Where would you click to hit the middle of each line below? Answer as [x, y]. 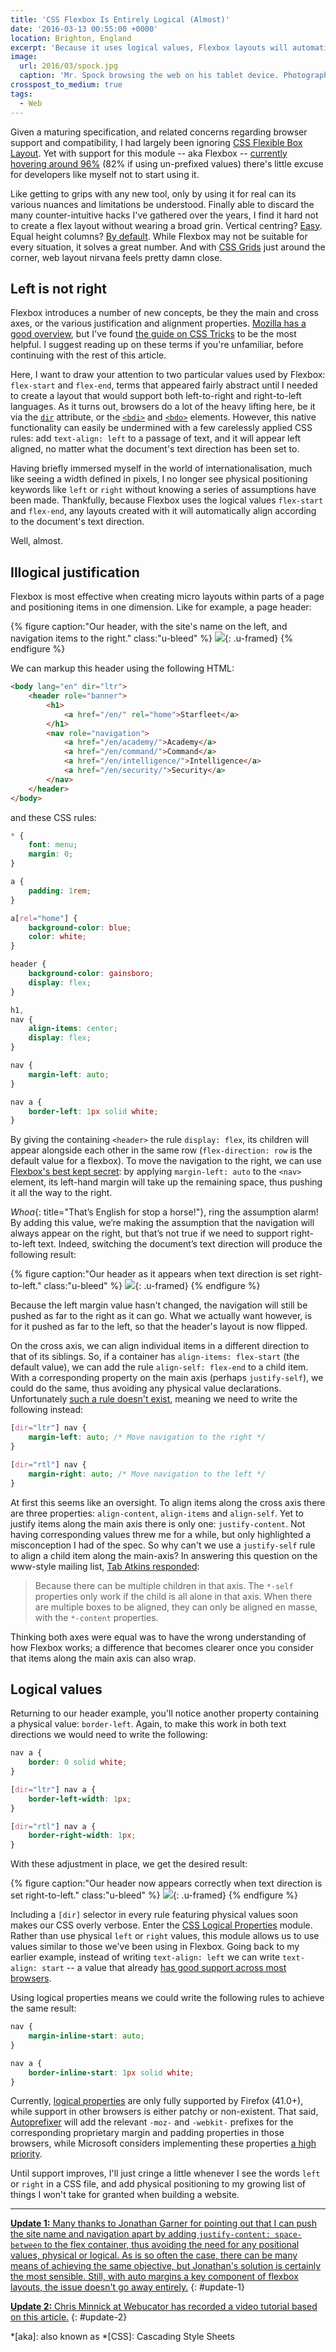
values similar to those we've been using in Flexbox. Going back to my [155, 1947]
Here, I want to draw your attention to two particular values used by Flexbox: [168, 375]
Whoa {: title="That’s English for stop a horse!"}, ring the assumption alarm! [164, 1212]
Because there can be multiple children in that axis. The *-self [164, 1585]
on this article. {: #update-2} [69, 2317]
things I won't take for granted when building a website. [125, 2195]
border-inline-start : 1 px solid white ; [111, 2072]
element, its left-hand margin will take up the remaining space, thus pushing [166, 1182]
